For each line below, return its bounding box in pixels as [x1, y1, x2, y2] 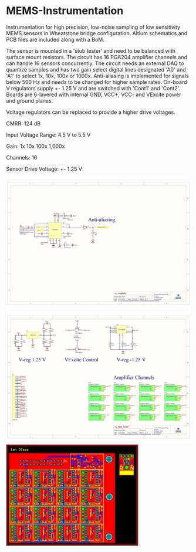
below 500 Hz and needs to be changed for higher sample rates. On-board [6, 78, 187, 86]
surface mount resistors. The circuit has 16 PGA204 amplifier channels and [6, 53, 188, 60]
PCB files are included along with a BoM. [6, 36, 104, 43]
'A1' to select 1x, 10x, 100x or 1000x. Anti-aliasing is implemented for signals [6, 72, 189, 79]
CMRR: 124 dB [6, 120, 41, 127]
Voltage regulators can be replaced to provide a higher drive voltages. [6, 109, 175, 116]
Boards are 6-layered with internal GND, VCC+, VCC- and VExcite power [6, 91, 181, 98]
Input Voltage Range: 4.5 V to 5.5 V [6, 131, 91, 138]
